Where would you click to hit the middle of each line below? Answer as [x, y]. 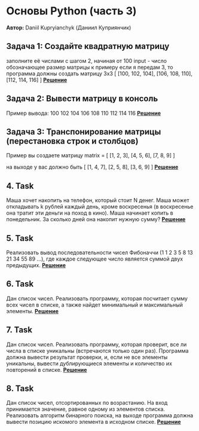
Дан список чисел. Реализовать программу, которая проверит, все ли [97, 344]
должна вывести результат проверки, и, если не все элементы [87, 357]
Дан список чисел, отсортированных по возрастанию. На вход [87, 403]
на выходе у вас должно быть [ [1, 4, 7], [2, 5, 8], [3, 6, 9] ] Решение [92, 167]
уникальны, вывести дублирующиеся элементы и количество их [89, 363]
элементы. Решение [32, 311]
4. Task [20, 186]
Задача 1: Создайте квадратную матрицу [88, 46]
